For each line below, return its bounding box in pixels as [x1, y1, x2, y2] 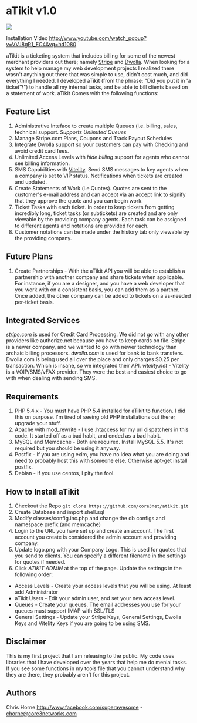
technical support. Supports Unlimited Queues [14, 128, 127, 136]
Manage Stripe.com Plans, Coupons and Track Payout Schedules [14, 134, 172, 142]
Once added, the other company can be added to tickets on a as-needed [14, 292, 191, 299]
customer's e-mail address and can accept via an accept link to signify [14, 191, 186, 198]
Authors [6, 688, 37, 698]
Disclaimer [6, 637, 46, 647]
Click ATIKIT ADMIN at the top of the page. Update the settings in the [14, 565, 182, 571]
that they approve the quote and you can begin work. [14, 197, 143, 204]
